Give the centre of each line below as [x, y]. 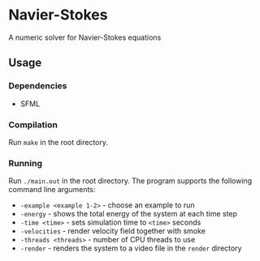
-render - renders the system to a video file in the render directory [131, 248]
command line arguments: [52, 190]
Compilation [33, 125]
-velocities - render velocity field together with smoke [113, 231]
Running [26, 163]
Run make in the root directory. [58, 142]
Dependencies [38, 86]
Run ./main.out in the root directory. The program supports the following [130, 181]
